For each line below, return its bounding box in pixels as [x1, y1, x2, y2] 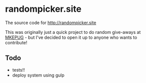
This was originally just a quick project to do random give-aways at [5, 29, 141, 35]
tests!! [12, 67, 25, 73]
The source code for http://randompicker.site [5, 20, 97, 26]
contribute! [5, 39, 28, 45]
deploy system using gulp [12, 72, 65, 78]
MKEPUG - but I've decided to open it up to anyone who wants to [5, 34, 138, 40]
